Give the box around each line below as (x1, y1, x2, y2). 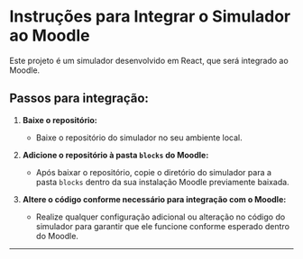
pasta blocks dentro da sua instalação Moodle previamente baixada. (35, 176, 290, 187)
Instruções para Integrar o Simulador (9, 6, 291, 27)
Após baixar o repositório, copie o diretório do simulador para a (35, 166, 272, 177)
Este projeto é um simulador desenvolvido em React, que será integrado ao (9, 55, 289, 66)
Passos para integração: (9, 91, 149, 106)
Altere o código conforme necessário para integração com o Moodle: (22, 193, 287, 204)
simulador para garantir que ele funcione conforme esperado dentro (35, 220, 290, 231)
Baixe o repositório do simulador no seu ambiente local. (35, 132, 243, 143)
